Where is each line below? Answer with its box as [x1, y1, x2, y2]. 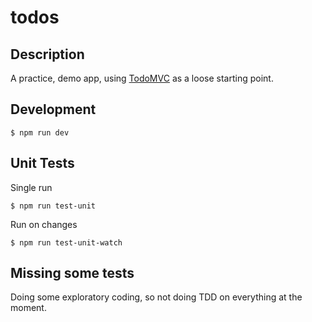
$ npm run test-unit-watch [10, 237, 123, 248]
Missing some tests [10, 265, 135, 282]
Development [10, 101, 97, 118]
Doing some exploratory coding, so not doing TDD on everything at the [10, 291, 303, 303]
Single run [10, 181, 53, 193]
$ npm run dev [10, 127, 70, 138]
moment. [10, 302, 47, 314]
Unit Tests [10, 155, 75, 172]
